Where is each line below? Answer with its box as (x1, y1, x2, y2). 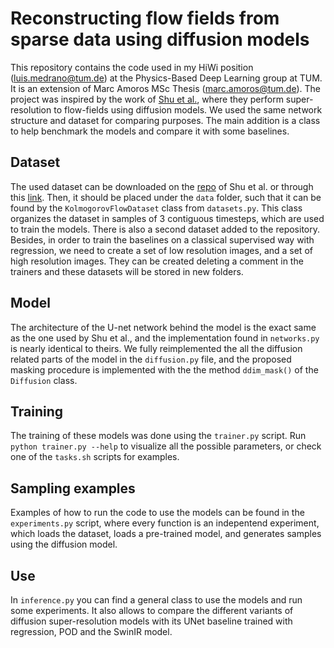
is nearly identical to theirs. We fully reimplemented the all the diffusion (10, 342, 303, 354)
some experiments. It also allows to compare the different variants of (10, 605, 294, 616)
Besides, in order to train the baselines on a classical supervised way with (10, 233, 315, 246)
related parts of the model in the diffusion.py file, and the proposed (10, 353, 292, 365)
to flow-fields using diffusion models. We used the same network (53, 103, 323, 116)
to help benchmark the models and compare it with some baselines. (10, 125, 290, 137)
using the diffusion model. (10, 538, 118, 551)
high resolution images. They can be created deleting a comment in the (10, 255, 304, 267)
